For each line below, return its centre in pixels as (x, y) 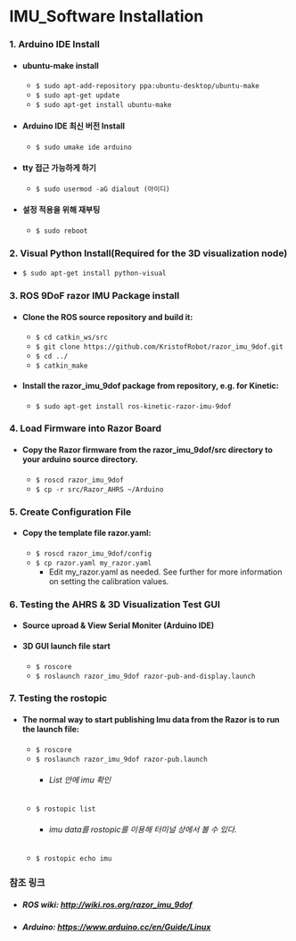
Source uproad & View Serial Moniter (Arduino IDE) (118, 625)
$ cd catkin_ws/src (72, 338)
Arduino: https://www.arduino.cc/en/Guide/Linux (116, 927)
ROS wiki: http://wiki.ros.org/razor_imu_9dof (107, 904)
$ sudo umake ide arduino (83, 147)
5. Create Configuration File (70, 512)
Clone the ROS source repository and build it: (107, 317)
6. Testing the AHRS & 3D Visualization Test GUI (115, 604)
